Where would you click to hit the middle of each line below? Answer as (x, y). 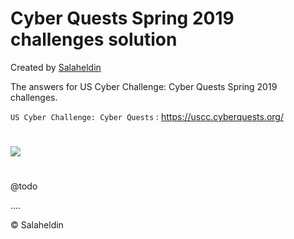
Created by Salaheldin (56, 67)
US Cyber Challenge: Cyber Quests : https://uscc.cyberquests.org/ (147, 116)
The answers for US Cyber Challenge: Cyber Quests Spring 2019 (144, 86)
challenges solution (94, 39)
